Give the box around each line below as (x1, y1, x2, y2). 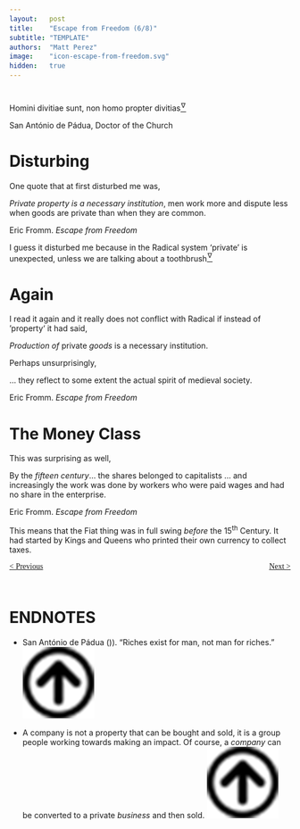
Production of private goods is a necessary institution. (9, 340, 208, 352)
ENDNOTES (9, 607, 96, 627)
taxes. (9, 544, 32, 555)
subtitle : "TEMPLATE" (9, 33, 90, 42)
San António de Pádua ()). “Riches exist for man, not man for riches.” (21, 636, 275, 647)
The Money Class (9, 424, 141, 444)
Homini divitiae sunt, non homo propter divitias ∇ (9, 101, 186, 113)
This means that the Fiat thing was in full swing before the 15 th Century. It (9, 524, 279, 535)
